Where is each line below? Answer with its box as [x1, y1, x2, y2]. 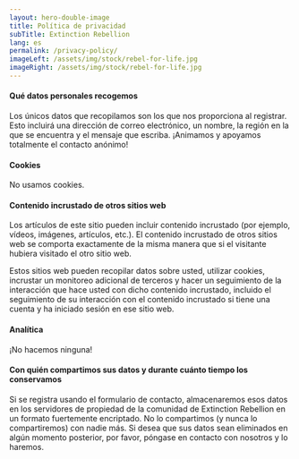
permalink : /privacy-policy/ [9, 47, 118, 55]
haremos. [9, 441, 45, 452]
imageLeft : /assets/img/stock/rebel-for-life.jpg [9, 55, 199, 64]
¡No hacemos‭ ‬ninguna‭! [9, 344, 93, 354]
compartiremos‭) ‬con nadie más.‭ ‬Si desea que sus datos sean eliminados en [9, 422, 288, 433]
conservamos [9, 374, 63, 385]
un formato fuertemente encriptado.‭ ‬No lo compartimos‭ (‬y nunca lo [9, 412, 258, 423]
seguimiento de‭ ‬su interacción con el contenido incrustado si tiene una [9, 294, 270, 305]
